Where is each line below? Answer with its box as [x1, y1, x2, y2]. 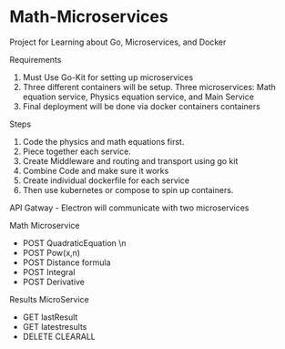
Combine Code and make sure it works [22, 165, 169, 176]
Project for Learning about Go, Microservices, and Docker [9, 36, 227, 47]
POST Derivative [22, 276, 85, 287]
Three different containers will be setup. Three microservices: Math [22, 81, 276, 92]
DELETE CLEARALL [22, 331, 96, 342]
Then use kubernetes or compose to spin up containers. [22, 184, 234, 195]
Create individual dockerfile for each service [22, 175, 189, 186]
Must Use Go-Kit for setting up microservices [22, 71, 194, 83]
